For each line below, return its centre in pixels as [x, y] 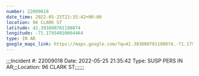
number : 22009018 [28, 11]
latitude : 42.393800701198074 [44, 28]
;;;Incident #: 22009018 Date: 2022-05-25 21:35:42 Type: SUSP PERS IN [94, 61]
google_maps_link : [29, 44]
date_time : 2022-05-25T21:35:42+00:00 [54, 17]
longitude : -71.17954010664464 [45, 33]
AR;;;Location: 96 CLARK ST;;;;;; [45, 67]
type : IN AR [21, 39]
